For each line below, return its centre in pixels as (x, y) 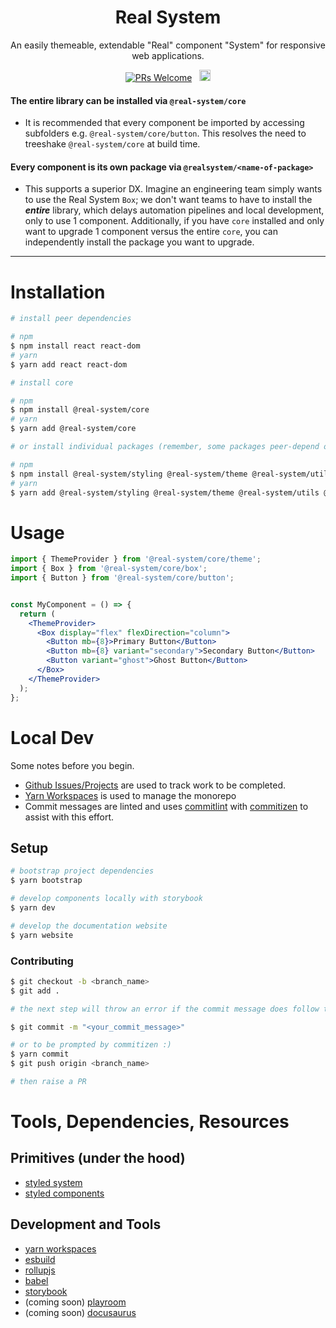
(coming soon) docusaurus (80, 1312)
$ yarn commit (40, 1054)
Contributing (42, 961)
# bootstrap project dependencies (82, 871)
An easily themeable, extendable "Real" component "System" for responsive (168, 45)
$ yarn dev (33, 907)
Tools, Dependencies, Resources (150, 1122)
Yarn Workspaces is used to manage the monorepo (130, 795)
